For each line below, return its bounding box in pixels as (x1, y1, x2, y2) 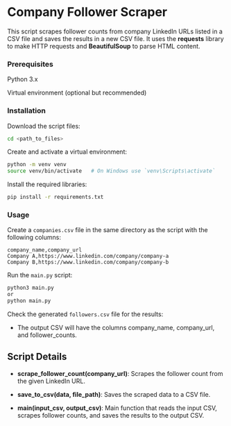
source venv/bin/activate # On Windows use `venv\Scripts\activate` (7, 167, 216, 174)
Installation (7, 106, 46, 115)
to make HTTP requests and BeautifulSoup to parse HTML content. (7, 42, 200, 50)
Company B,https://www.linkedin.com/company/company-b (7, 259, 169, 266)
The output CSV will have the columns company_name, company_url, (17, 323, 215, 331)
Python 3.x (7, 75, 38, 83)
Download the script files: (7, 122, 81, 130)
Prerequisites (7, 59, 53, 69)
